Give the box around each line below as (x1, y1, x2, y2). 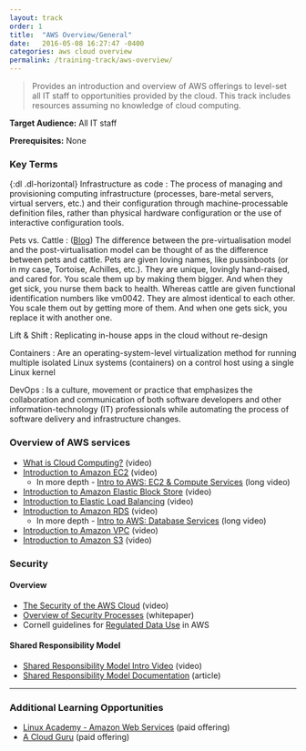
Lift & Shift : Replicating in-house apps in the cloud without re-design (9, 330, 269, 341)
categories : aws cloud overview (9, 47, 132, 56)
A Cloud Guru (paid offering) (22, 732, 130, 743)
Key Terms (9, 157, 58, 170)
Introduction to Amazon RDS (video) (22, 505, 158, 516)
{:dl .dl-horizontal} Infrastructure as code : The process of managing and (9, 178, 283, 189)
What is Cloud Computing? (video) (22, 457, 152, 468)
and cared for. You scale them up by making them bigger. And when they (9, 274, 283, 285)
